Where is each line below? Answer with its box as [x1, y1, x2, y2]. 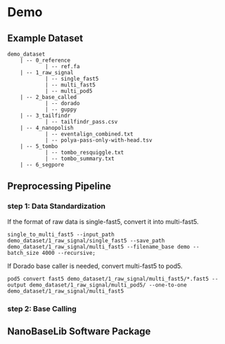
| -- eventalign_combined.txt [44, 131, 134, 138]
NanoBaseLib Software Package [7, 326, 151, 337]
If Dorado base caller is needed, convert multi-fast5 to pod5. [7, 261, 183, 270]
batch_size [7, 249, 39, 256]
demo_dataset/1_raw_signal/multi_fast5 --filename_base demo [7, 243, 191, 250]
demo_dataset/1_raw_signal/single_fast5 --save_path [7, 237, 165, 244]
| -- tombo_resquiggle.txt [44, 149, 124, 156]
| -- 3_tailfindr [20, 112, 71, 119]
